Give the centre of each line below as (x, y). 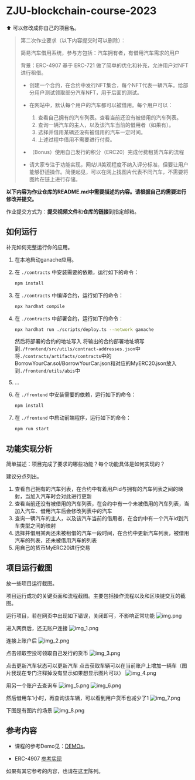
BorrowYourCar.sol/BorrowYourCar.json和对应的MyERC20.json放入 (95, 363)
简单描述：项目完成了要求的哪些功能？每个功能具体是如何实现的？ (85, 464)
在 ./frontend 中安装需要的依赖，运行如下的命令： (75, 394)
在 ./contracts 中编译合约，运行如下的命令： (69, 295)
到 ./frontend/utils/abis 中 (47, 371)
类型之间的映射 (38, 525)
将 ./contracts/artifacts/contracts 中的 (63, 356)
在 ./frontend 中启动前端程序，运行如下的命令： (73, 418)
